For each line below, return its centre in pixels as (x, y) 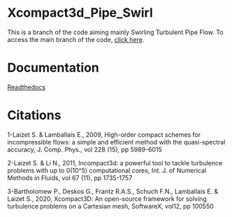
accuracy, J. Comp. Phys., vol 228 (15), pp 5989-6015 (85, 149)
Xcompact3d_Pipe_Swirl (80, 13)
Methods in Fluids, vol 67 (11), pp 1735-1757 (70, 178)
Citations (34, 115)
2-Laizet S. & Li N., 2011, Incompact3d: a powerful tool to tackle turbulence (115, 163)
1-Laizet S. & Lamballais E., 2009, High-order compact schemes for (104, 135)
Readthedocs (27, 87)
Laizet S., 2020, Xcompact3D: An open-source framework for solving (107, 199)
